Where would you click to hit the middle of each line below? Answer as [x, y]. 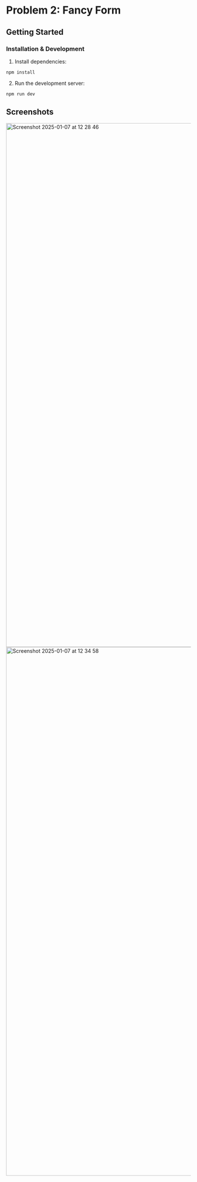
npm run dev [21, 94]
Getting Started [35, 32]
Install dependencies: [40, 61]
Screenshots [30, 112]
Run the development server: [50, 83]
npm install [21, 72]
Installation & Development [45, 49]
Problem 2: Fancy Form [64, 10]
